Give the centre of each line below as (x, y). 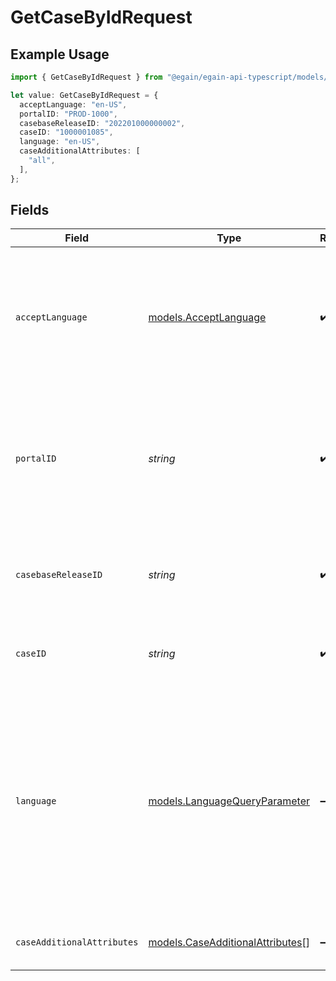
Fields (30, 210)
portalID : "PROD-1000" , (68, 114)
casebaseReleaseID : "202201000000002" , (102, 123)
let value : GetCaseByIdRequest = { (84, 95)
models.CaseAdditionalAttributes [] (229, 943)
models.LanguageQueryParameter (229, 801)
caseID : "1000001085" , (66, 132)
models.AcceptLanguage (207, 318)
